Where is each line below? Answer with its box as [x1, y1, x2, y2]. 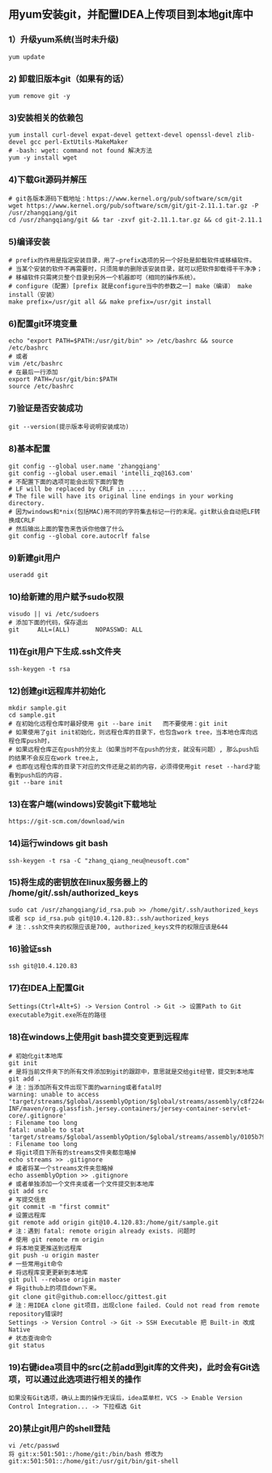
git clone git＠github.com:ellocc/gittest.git [8, 1293, 168, 1301]
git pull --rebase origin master [8, 1276, 121, 1284]
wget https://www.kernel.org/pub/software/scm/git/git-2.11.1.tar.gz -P [8, 202, 259, 210]
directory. [8, 499, 45, 507]
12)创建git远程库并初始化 [8, 685, 106, 696]
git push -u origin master [8, 1251, 100, 1259]
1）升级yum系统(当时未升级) [8, 34, 119, 45]
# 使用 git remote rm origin [8, 1235, 104, 1244]
